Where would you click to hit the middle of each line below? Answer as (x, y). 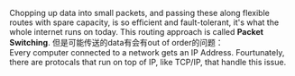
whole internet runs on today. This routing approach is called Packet (137, 32)
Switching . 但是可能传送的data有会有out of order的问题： (116, 42)
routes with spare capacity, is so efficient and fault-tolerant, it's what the (144, 22)
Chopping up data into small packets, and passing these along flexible (140, 13)
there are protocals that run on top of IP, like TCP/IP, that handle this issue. (148, 62)
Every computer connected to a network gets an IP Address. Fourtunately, (147, 52)
